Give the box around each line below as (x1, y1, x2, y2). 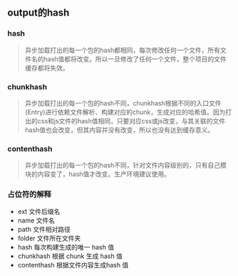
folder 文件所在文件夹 (17, 234, 81, 242)
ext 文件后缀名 (17, 207, 61, 215)
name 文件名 (17, 216, 56, 225)
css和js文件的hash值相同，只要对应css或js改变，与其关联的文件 (37, 116, 226, 125)
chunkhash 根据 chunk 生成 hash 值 (17, 252, 123, 260)
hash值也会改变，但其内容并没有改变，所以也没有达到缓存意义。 (24, 126, 214, 134)
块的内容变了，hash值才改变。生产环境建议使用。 (24, 170, 171, 178)
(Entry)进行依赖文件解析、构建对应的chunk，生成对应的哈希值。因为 (24, 108, 226, 116)
